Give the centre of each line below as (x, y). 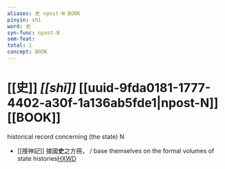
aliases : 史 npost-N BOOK (44, 13)
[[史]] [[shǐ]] (42, 88)
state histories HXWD (47, 158)
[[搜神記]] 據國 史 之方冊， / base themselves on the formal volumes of (116, 150)
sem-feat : (21, 39)
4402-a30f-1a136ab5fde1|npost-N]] (113, 103)
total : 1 (20, 45)
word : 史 (19, 26)
